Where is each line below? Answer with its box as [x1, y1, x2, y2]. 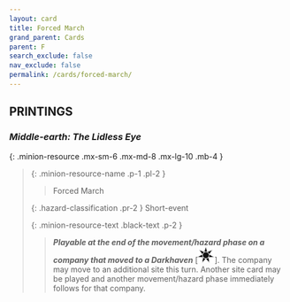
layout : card [9, 14, 57, 23]
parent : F [9, 43, 46, 51]
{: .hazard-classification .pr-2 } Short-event [30, 202, 189, 213]
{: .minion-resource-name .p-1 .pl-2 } [30, 168, 166, 179]
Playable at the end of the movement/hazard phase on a [52, 236, 265, 247]
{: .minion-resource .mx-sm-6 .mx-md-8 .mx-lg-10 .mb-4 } [9, 151, 224, 161]
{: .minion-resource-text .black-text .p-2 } [30, 220, 183, 230]
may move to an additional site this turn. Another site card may [52, 264, 281, 275]
